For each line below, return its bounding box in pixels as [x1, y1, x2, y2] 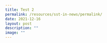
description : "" [5, 26, 38, 31]
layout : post [5, 21, 32, 26]
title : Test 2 [5, 7, 35, 12]
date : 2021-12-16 [5, 16, 41, 21]
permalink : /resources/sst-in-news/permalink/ [5, 12, 103, 17]
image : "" [5, 30, 26, 35]
